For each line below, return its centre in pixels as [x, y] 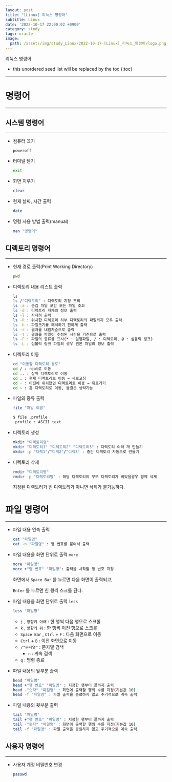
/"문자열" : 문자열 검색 [42, 647]
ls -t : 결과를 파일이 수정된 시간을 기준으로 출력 [59, 334]
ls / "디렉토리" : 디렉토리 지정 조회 [46, 301]
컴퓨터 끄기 [24, 141]
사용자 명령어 [25, 746]
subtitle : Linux [23, 19]
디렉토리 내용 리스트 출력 [37, 286]
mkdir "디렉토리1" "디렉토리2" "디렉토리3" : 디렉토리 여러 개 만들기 [78, 447]
